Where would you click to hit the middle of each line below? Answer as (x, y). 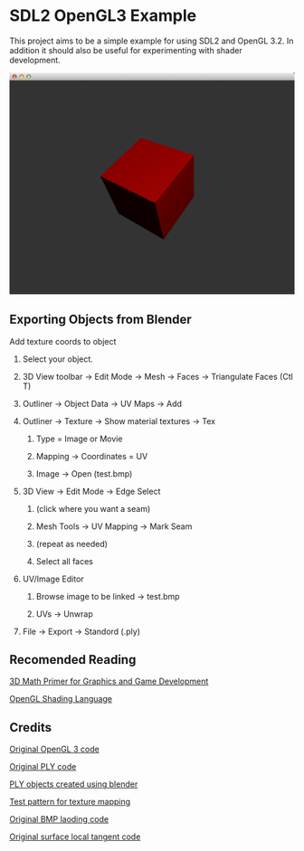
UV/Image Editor (53, 579)
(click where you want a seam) (93, 508)
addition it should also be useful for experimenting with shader (126, 50)
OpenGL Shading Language (61, 699)
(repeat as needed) (72, 544)
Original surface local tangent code (75, 837)
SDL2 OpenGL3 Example (103, 16)
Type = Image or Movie (79, 439)
